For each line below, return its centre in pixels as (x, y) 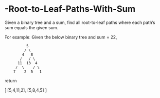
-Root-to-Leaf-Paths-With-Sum (70, 9)
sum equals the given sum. (32, 27)
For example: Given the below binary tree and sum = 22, (61, 37)
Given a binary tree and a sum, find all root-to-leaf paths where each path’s (80, 22)
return (11, 80)
